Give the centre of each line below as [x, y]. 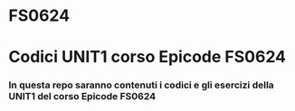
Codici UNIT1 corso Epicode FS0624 [147, 57]
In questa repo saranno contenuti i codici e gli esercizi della [142, 85]
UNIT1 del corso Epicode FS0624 [82, 97]
